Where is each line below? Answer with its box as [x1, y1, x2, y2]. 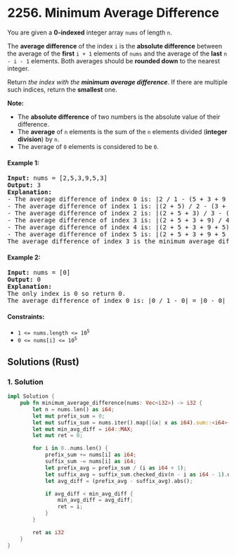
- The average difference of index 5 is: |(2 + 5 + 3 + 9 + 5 [7, 231, 226, 238]
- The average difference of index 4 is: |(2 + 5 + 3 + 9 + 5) [7, 224, 230, 231]
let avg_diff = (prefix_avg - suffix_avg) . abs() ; [44, 477, 193, 484]
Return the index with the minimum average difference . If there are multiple [7, 77, 228, 86]
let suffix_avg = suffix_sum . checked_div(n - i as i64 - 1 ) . [44, 471, 228, 478]
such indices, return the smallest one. [7, 85, 118, 93]
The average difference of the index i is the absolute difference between [7, 41, 223, 50]
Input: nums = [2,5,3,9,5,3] [7, 174, 107, 182]
